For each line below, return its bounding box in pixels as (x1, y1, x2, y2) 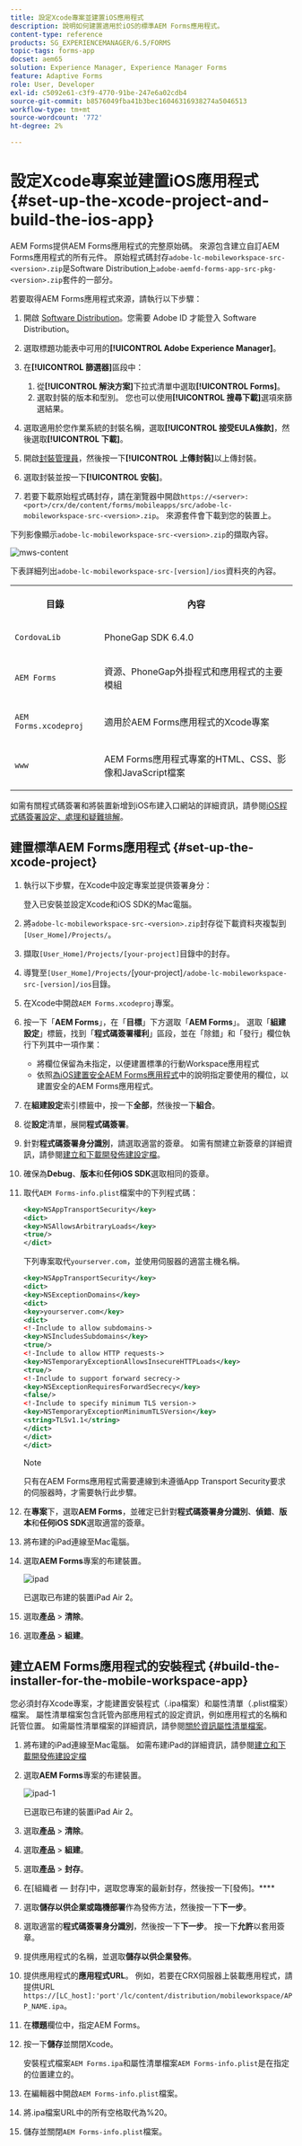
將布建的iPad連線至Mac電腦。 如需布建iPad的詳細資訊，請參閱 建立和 (22, 1739, 279, 1751)
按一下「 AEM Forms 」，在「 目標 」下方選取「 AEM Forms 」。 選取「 (22, 1016, 272, 1027)
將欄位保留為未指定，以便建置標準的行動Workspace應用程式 (36, 1058, 260, 1069)
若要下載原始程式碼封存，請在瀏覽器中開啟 (22, 490, 181, 501)
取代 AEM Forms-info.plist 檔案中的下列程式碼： (22, 1187, 198, 1198)
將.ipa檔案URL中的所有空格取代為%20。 (22, 2107, 173, 2118)
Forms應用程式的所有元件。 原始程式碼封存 (10, 251, 169, 262)
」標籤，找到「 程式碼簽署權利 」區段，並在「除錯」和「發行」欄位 (39, 1027, 283, 1038)
